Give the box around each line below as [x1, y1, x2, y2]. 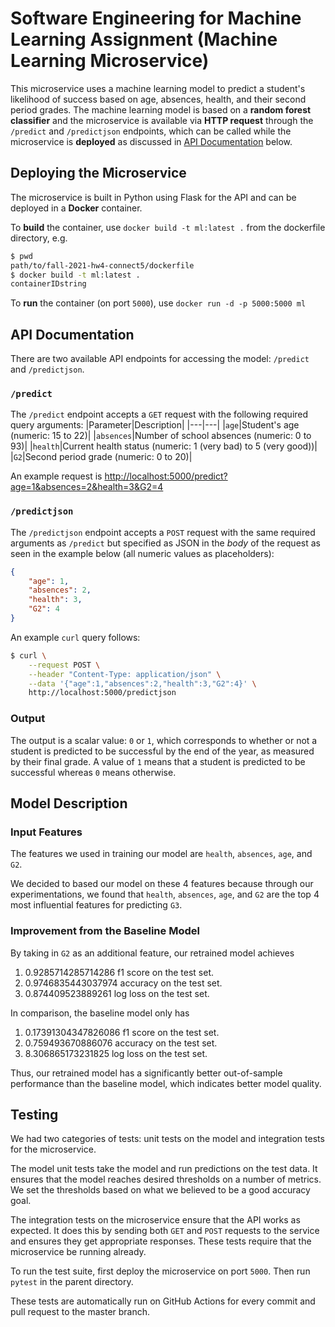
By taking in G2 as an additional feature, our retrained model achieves [10, 947, 295, 959]
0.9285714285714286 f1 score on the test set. [24, 966, 215, 978]
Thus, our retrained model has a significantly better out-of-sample [10, 1067, 283, 1079]
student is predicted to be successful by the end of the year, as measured [10, 745, 315, 757]
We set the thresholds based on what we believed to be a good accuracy [10, 1184, 311, 1196]
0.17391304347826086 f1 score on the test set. [24, 1026, 220, 1038]
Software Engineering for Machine [10, 7, 302, 30]
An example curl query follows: [10, 631, 141, 643]
